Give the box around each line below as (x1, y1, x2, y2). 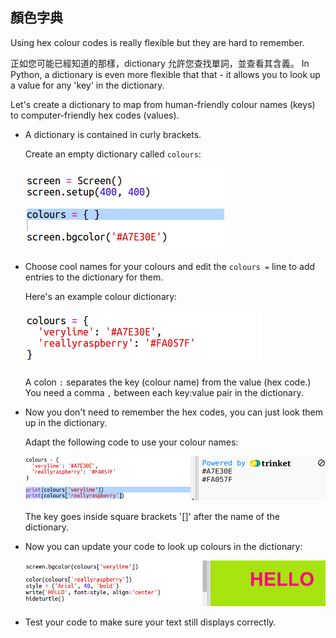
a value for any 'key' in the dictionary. (10, 79, 165, 91)
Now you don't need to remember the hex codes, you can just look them (24, 406, 323, 418)
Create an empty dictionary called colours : (24, 148, 202, 160)
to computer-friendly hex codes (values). (10, 109, 180, 121)
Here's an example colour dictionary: (24, 290, 178, 302)
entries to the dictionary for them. (24, 271, 164, 283)
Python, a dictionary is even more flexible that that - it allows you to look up (10, 68, 321, 80)
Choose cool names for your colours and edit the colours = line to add (24, 260, 316, 272)
